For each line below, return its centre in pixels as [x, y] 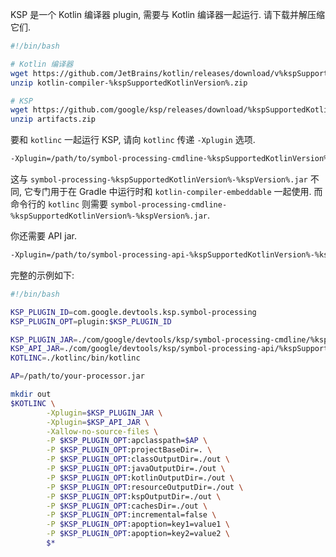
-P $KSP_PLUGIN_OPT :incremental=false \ [131, 515]
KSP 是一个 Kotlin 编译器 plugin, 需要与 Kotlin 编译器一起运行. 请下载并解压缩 [168, 14]
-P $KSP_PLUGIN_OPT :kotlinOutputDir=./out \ [140, 478]
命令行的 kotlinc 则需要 [59, 204]
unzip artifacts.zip [53, 119]
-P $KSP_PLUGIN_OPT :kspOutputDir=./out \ [134, 496]
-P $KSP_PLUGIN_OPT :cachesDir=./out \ [127, 506]
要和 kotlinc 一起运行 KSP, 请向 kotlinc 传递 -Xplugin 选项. [133, 140]
